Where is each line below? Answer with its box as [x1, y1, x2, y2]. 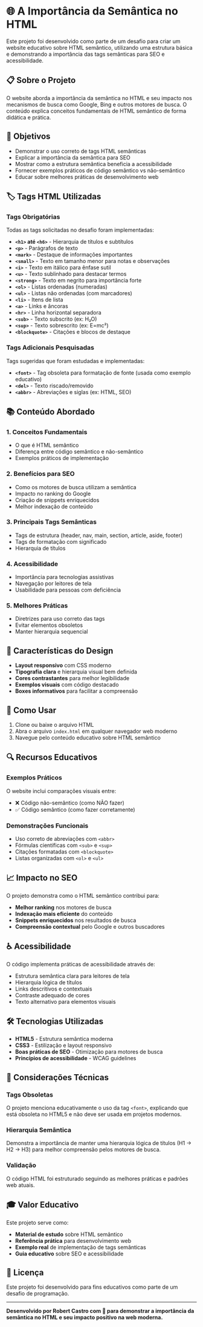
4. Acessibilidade [6, 560, 59, 568]
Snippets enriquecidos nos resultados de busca [14, 917, 137, 924]
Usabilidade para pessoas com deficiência [14, 586, 121, 593]
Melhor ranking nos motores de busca [14, 903, 112, 911]
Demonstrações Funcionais [6, 821, 89, 830]
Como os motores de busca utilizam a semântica [14, 483, 137, 490]
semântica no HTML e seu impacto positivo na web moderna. [6, 1314, 163, 1321]
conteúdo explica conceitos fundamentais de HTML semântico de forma [6, 107, 187, 115]
